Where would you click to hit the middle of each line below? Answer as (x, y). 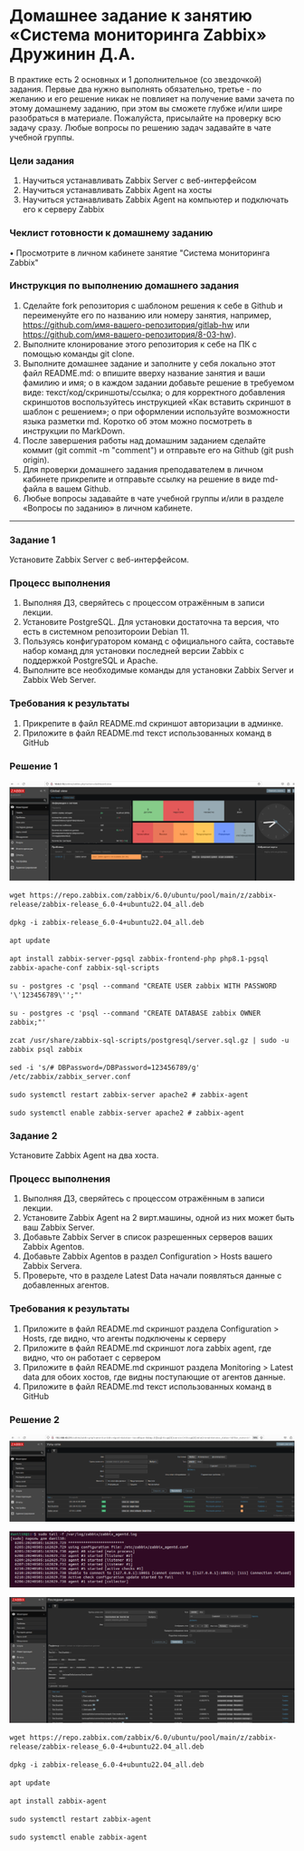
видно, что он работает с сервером (91, 1358)
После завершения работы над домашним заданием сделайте (144, 440)
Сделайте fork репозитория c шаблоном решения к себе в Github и (152, 306)
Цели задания (42, 161)
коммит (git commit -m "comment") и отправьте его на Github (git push (158, 450)
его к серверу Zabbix (63, 209)
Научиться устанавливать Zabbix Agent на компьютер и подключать (156, 200)
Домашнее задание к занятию (131, 16)
